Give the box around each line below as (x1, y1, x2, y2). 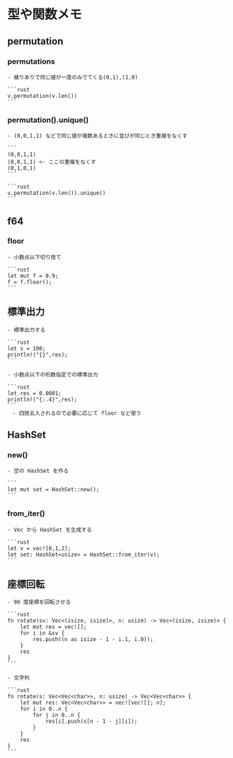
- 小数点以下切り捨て (7, 253, 62, 261)
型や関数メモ (7, 6, 83, 23)
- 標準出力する (7, 326, 46, 333)
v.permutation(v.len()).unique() (7, 189, 106, 197)
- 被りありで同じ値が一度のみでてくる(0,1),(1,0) (7, 74, 138, 81)
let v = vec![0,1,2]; (7, 545, 72, 552)
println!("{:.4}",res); (7, 396, 78, 403)
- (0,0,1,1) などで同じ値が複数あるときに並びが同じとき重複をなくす (7, 133, 188, 140)
